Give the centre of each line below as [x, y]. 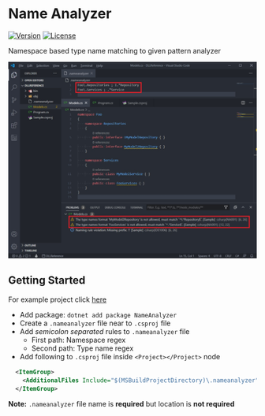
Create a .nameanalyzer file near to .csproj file [95, 323]
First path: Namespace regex [78, 340]
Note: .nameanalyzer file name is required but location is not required [121, 403]
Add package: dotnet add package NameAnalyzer [98, 314]
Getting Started [47, 280]
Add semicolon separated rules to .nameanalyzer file [105, 331]
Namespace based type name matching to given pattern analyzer [114, 50]
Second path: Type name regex [82, 348]
